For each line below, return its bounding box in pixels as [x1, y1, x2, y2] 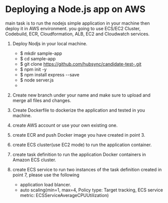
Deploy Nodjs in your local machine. [12, 40, 88, 46]
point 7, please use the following [12, 172, 79, 178]
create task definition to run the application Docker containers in [12, 151, 146, 157]
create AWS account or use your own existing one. [12, 122, 118, 128]
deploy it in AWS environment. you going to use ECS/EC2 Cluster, [5, 25, 141, 31]
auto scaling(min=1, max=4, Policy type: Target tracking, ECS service [20, 187, 163, 193]
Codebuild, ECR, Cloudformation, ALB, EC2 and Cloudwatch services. [5, 31, 150, 37]
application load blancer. [20, 181, 71, 187]
